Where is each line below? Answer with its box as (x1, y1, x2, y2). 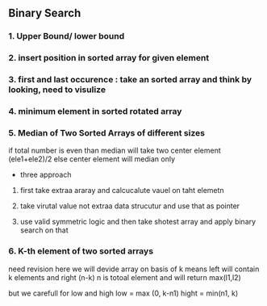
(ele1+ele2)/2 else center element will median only (8, 154, 176, 164)
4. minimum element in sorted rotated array (8, 106, 182, 117)
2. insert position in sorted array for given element (8, 52, 210, 64)
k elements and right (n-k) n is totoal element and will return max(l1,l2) (8, 272, 242, 282)
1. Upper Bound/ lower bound (8, 31, 125, 42)
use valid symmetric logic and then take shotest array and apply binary (19, 217, 257, 227)
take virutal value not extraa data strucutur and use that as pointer (19, 201, 240, 211)
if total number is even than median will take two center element (8, 145, 222, 156)
